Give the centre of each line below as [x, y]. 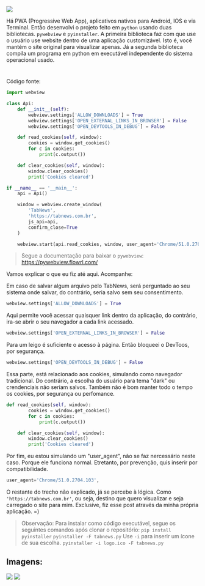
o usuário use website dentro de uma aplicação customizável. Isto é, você [99, 40]
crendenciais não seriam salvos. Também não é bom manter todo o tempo [100, 387]
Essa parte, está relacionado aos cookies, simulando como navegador [94, 374]
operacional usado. [31, 60]
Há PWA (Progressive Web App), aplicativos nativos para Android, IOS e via [101, 21]
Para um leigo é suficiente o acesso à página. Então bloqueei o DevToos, [98, 345]
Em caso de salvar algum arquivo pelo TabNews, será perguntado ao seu [98, 286]
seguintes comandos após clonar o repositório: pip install [96, 530]
